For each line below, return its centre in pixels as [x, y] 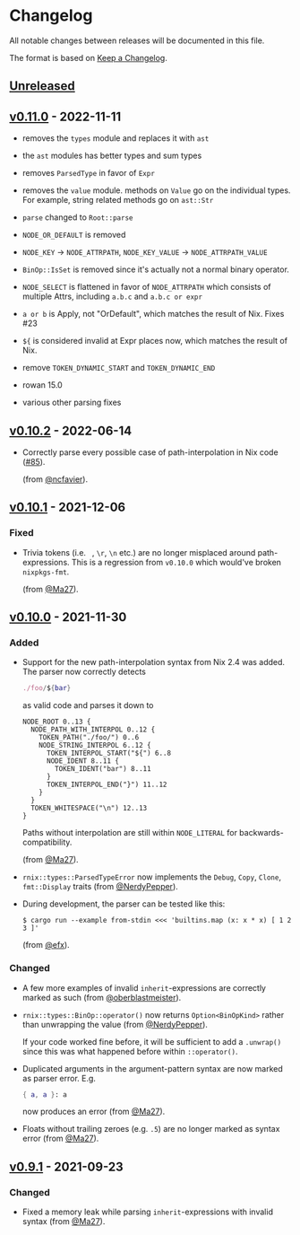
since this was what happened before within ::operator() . [130, 1051]
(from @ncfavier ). [55, 479]
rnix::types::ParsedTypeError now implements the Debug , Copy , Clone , [152, 877]
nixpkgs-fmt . [46, 572]
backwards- [261, 833]
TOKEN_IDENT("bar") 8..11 [103, 769]
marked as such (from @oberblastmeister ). [102, 997]
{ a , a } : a [44, 1095]
